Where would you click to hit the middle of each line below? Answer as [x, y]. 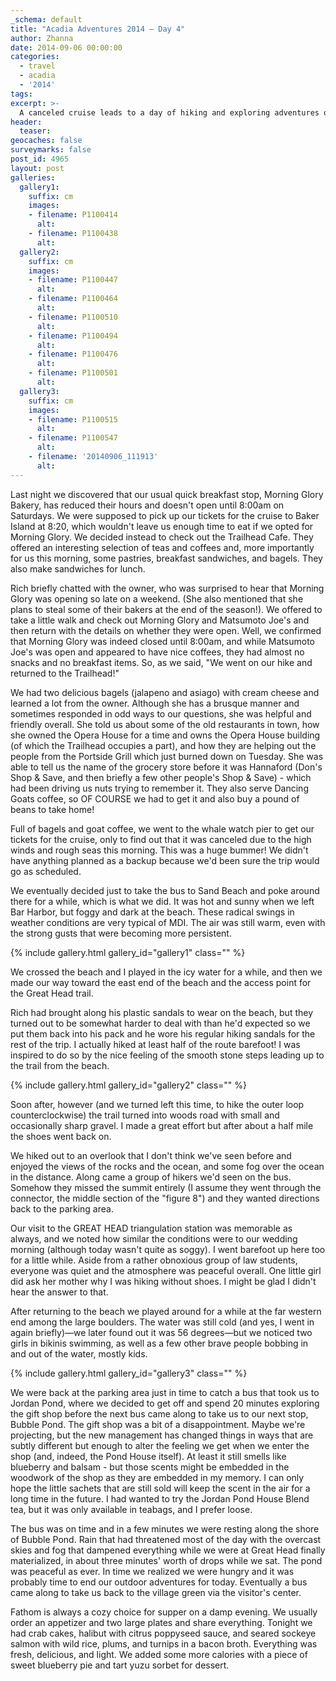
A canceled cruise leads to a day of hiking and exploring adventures [169, 112]
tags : [21, 94]
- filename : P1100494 [73, 336]
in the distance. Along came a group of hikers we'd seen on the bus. [151, 1177]
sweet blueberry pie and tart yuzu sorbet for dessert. [120, 1665]
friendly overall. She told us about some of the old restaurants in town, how [165, 724]
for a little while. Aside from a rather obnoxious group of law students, [154, 1260]
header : [26, 122]
